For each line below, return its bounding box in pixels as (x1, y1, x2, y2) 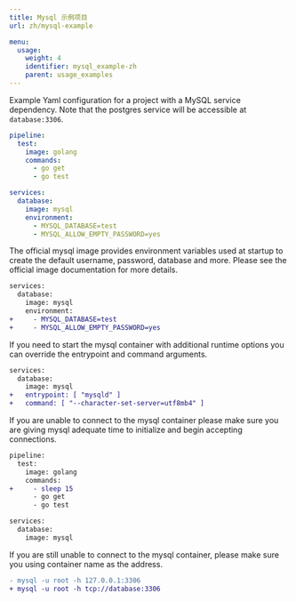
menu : (9, 37, 29, 46)
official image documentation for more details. (9, 264, 179, 276)
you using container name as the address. (9, 558, 163, 569)
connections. (9, 434, 58, 445)
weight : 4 (25, 54, 62, 63)
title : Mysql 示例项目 (9, 12, 88, 22)
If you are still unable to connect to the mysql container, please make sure (9, 549, 280, 560)
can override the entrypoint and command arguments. (9, 349, 208, 359)
